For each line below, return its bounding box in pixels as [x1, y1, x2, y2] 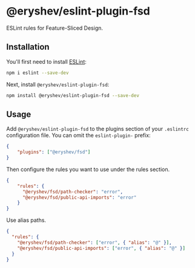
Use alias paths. [6, 216, 47, 224]
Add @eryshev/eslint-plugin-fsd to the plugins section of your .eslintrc [6, 126, 189, 133]
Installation [6, 42, 50, 52]
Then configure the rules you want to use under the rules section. [6, 166, 170, 173]
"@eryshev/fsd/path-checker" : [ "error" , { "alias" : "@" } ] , [17, 240, 172, 246]
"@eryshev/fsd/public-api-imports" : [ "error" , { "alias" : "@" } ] [17, 245, 186, 251]
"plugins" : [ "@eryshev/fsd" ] [17, 149, 91, 155]
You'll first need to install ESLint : [6, 58, 87, 65]
